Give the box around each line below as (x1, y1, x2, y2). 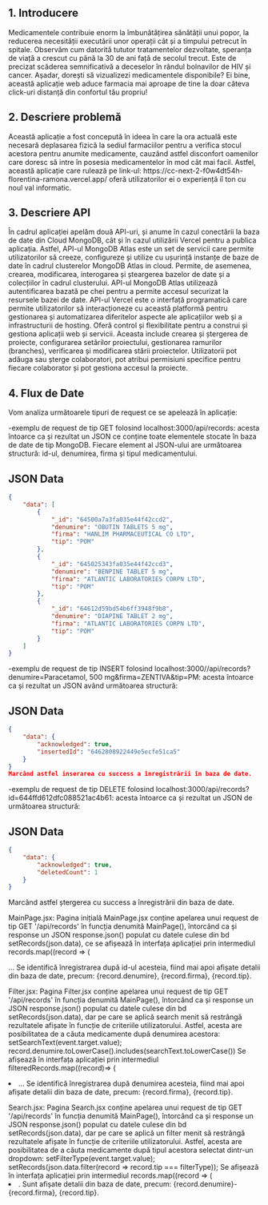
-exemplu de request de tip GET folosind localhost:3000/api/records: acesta (8, 424, 260, 433)
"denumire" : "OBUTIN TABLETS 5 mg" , (50, 523, 174, 531)
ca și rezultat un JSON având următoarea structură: (8, 681, 178, 691)
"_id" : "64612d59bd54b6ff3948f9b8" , (50, 605, 174, 613)
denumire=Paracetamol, (8, 673, 88, 682)
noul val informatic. (8, 183, 72, 192)
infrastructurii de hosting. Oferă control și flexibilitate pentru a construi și (8, 320, 248, 331)
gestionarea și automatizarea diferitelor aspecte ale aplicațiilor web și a (8, 312, 242, 322)
